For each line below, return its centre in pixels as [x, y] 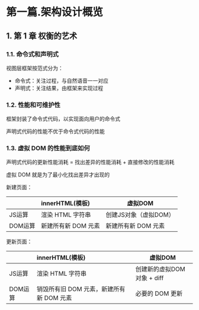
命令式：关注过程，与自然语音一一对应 [61, 80]
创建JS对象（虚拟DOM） [140, 215]
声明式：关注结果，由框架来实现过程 [59, 88]
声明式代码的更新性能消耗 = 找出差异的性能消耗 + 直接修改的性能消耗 [90, 162]
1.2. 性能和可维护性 [33, 105]
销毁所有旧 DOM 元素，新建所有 [81, 289]
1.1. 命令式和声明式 [33, 54]
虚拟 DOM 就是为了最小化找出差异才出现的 [58, 175]
